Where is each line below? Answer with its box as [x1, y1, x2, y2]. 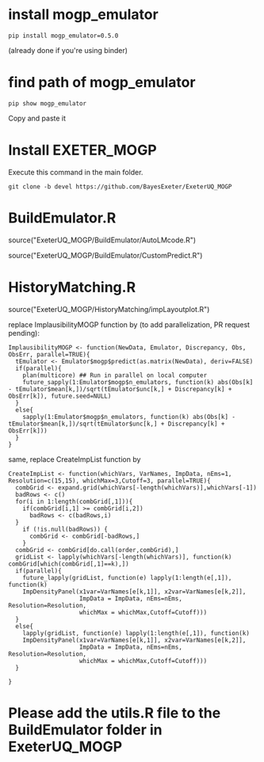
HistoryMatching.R [8, 278, 136, 296]
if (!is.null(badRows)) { [22, 525, 109, 533]
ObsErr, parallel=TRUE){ [8, 350, 90, 358]
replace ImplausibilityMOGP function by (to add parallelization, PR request [8, 319, 251, 330]
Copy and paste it [8, 113, 66, 123]
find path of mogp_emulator [8, 74, 196, 92]
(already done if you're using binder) [8, 45, 128, 55]
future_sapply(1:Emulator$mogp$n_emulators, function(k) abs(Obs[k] [22, 378, 254, 386]
